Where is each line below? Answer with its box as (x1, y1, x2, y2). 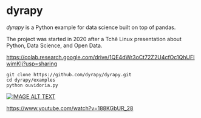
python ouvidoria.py (6, 82, 59, 88)
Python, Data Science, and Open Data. (6, 42, 103, 49)
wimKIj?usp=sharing (6, 60, 58, 67)
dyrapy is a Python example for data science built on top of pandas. (6, 24, 176, 31)
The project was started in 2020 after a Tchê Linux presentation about (6, 35, 182, 42)
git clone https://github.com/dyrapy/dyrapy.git (6, 71, 132, 77)
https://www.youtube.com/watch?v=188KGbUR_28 (6, 104, 134, 112)
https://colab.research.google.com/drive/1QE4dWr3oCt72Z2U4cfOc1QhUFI (6, 53, 195, 61)
